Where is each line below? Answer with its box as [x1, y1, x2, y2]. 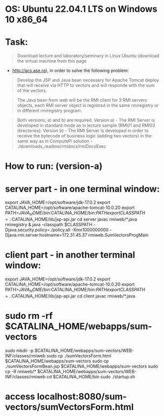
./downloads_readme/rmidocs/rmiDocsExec [17, 143, 107, 149]
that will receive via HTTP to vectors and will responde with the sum [17, 82, 155, 88]
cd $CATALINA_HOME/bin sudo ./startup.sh [46, 374, 135, 380]
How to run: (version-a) [5, 161, 103, 172]
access [5, 391, 35, 402]
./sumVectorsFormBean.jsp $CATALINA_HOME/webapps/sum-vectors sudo [5, 363, 159, 369]
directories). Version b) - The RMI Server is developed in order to [17, 128, 149, 134]
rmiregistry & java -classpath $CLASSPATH [5, 222, 92, 228]
